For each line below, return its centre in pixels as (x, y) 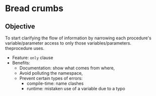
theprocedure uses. (25, 48)
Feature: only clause (33, 58)
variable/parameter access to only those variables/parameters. (68, 43)
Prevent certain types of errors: (51, 78)
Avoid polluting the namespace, (51, 73)
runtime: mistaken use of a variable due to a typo (76, 88)
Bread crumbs (34, 8)
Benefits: (21, 63)
